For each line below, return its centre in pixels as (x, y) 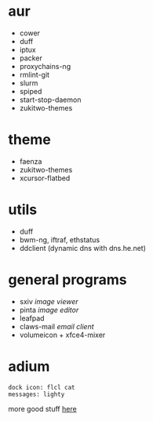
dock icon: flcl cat (42, 387)
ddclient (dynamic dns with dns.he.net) (83, 248)
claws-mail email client (56, 326)
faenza (31, 161)
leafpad (32, 318)
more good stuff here (42, 408)
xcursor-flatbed (45, 178)
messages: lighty (36, 394)
